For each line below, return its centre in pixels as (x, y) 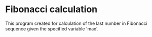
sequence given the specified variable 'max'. (52, 28)
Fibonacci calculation (51, 9)
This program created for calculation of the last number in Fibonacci (77, 23)
